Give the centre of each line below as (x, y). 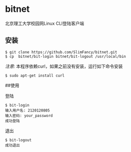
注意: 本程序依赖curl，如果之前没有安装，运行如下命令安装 (64, 66)
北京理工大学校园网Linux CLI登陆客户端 (45, 23)
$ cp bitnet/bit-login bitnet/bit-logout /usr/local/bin (65, 56)
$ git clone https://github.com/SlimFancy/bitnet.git (61, 52)
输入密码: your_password (29, 115)
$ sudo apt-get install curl (35, 76)
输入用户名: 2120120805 (27, 110)
